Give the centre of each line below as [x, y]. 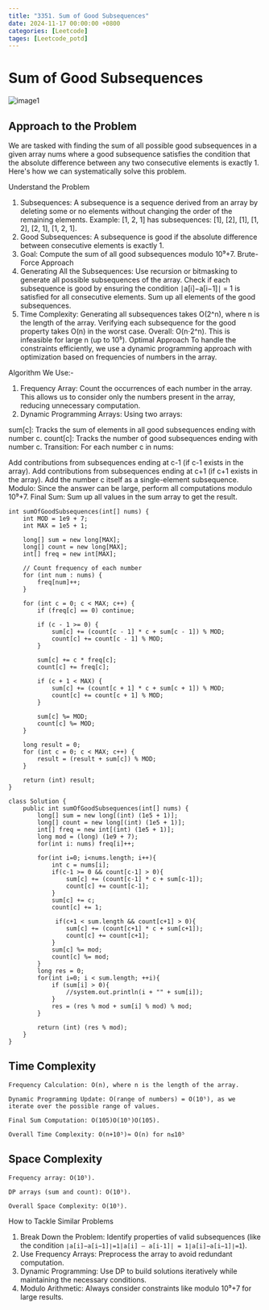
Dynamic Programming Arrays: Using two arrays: [101, 414]
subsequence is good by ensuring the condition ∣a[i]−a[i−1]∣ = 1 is [130, 288]
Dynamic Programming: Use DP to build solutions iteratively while [128, 1271]
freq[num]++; [59, 582]
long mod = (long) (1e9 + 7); [88, 837]
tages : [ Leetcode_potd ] [48, 38]
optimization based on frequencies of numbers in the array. [118, 357]
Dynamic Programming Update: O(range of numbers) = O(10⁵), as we [122, 1099]
